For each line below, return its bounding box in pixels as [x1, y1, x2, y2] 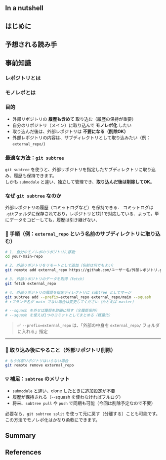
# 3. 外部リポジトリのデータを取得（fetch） [5, 276, 86, 281]
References [5, 448, 41, 457]
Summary [5, 431, 36, 440]
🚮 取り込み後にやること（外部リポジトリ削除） [5, 347, 116, 354]
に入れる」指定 [17, 328, 48, 334]
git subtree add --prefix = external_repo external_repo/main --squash [5, 294, 152, 300]
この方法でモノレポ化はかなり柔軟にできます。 [5, 416, 100, 422]
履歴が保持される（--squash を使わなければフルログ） [12, 394, 124, 400]
